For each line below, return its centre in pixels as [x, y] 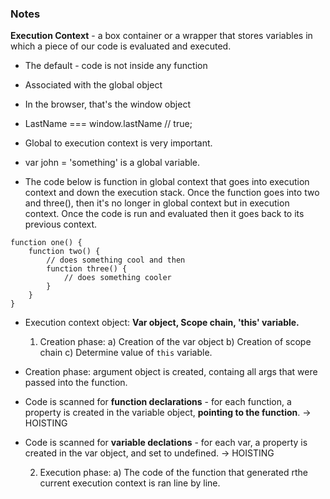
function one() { [46, 243]
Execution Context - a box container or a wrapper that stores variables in [161, 36]
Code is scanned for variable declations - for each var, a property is [166, 443]
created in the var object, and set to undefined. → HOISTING [149, 453]
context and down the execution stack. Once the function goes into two [172, 193]
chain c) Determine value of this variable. [126, 353]
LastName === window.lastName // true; [108, 124]
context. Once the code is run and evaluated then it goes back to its [164, 214]
